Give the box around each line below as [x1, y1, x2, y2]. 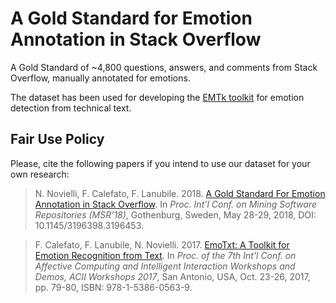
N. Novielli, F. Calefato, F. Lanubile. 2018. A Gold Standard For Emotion [34, 187, 326, 199]
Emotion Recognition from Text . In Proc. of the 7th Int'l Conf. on [34, 249, 297, 261]
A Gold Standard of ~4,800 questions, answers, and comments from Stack [10, 61, 318, 73]
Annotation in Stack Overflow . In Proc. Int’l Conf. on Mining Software [34, 198, 318, 210]
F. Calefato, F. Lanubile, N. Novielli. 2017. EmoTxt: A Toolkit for [34, 238, 290, 251]
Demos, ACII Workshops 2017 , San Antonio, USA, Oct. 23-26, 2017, [34, 270, 311, 282]
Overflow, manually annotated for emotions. [10, 72, 191, 84]
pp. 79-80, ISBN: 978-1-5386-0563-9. [34, 281, 193, 293]
